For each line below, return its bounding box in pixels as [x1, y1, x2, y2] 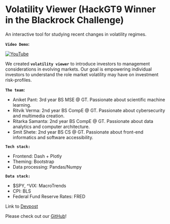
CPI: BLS [12, 188, 31, 194]
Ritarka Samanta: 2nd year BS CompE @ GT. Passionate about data [12, 118, 154, 124]
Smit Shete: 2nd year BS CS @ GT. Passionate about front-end [12, 129, 144, 135]
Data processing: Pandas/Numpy [12, 164, 82, 170]
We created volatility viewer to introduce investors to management [5, 60, 150, 67]
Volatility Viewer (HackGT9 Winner [5, 4, 156, 15]
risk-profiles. [5, 77, 32, 83]
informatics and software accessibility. [12, 134, 93, 140]
